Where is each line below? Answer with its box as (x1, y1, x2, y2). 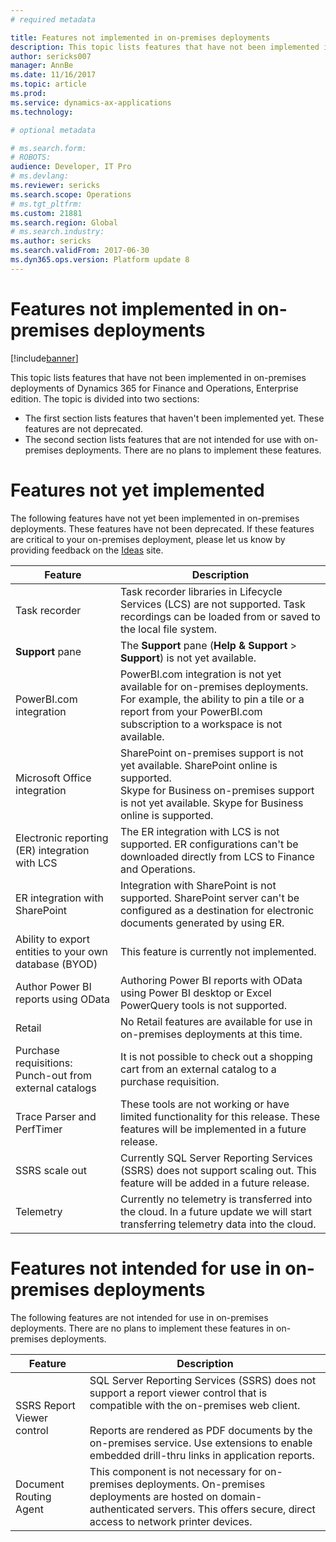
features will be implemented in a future (119, 1122, 307, 1136)
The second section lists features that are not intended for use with (24, 433, 302, 445)
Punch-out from (15, 1068, 92, 1082)
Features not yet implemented (10, 479, 265, 501)
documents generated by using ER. (119, 916, 285, 930)
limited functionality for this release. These (119, 1109, 321, 1123)
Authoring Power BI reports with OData (119, 973, 303, 987)
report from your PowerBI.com (119, 704, 263, 718)
